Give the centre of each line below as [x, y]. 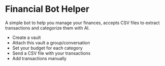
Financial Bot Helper [47, 9]
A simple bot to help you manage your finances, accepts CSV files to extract [82, 23]
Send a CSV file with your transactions [51, 53]
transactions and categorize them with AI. [48, 28]
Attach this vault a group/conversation [51, 42]
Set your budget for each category [47, 48]
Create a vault [26, 37]
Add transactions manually [39, 58]
